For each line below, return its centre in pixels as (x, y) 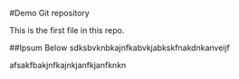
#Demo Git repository (50, 13)
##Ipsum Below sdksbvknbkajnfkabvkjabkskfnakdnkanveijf (120, 48)
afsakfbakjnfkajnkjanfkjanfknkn (68, 65)
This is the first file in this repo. (67, 30)
